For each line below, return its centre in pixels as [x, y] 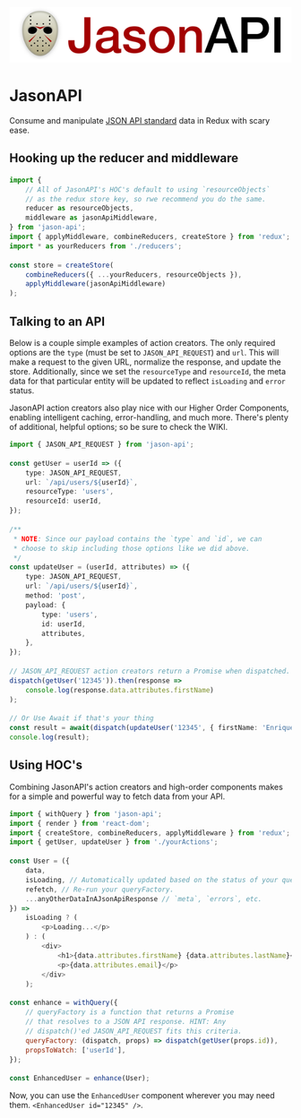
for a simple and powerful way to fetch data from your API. [117, 796]
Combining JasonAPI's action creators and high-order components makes [146, 787]
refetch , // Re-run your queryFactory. [100, 890]
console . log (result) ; [50, 737]
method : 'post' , [56, 596]
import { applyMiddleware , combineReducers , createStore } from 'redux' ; [150, 237]
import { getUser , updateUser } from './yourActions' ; [114, 842]
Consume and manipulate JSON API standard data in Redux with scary [140, 121]
